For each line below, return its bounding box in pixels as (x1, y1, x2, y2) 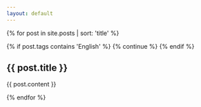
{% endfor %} (6, 93, 46, 102)
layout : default (6, 10, 53, 17)
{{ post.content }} (6, 80, 57, 88)
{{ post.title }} (6, 62, 68, 74)
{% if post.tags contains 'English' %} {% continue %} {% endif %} (6, 42, 195, 50)
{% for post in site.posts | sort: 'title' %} (6, 29, 119, 37)
